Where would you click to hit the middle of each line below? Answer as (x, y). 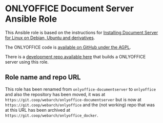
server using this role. (27, 62)
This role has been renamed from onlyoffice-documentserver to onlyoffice (81, 89)
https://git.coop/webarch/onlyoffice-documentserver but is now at (73, 99)
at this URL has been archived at (38, 110)
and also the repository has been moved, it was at (55, 94)
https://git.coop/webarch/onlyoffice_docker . (52, 115)
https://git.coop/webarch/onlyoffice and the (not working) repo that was (80, 105)
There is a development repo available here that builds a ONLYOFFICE (75, 56)
